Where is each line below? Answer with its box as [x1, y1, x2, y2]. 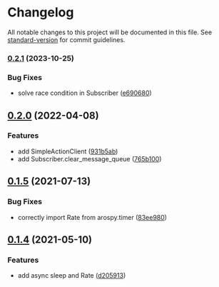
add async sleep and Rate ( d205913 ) [17, 271, 126, 280]
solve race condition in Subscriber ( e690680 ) [17, 89, 152, 97]
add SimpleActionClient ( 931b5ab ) [17, 147, 118, 156]
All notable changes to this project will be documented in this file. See [7, 28, 213, 36]
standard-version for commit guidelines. [7, 35, 126, 44]
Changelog [7, 4, 74, 21]
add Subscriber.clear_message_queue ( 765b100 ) [17, 154, 162, 163]
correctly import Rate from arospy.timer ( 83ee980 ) [17, 213, 168, 221]
